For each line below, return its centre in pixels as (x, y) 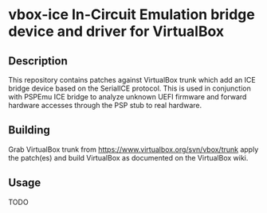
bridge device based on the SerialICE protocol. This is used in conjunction (130, 88)
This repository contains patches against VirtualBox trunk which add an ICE (132, 80)
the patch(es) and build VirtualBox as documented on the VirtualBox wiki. (128, 157)
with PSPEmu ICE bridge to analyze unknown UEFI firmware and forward (128, 97)
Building (29, 130)
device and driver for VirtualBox (116, 31)
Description (38, 61)
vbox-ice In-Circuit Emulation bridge (132, 15)
